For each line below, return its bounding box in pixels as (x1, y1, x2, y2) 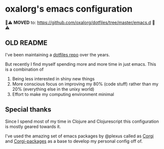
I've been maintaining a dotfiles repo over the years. (5, 52, 110, 57)
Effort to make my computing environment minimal (12, 91, 114, 97)
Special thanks (5, 106, 51, 114)
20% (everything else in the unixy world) (12, 86, 94, 92)
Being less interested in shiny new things (12, 75, 95, 81)
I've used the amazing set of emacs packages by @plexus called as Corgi (5, 133, 154, 139)
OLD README (5, 39, 47, 47)
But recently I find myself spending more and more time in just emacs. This (5, 61, 157, 67)
